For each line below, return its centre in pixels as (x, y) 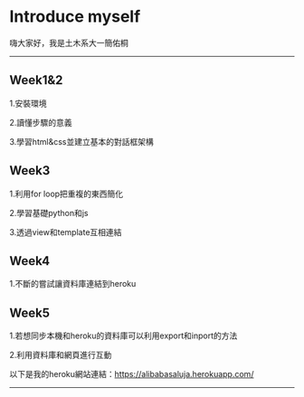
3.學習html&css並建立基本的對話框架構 (81, 141)
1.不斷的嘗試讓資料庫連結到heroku (73, 284)
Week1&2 (36, 80)
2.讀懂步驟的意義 (41, 122)
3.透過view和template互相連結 (66, 232)
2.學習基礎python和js (49, 213)
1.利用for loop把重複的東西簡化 (66, 194)
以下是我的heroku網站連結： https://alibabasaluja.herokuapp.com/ (132, 374)
